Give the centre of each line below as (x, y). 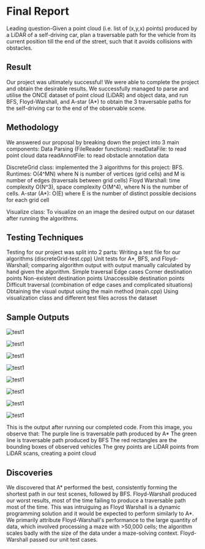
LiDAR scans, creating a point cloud (51, 453)
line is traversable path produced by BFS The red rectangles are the (92, 440)
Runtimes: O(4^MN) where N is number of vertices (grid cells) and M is (96, 174)
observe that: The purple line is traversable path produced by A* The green (102, 434)
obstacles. (19, 48)
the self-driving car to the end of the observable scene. (76, 108)
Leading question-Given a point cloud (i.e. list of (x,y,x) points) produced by (102, 28)
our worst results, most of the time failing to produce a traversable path (96, 500)
